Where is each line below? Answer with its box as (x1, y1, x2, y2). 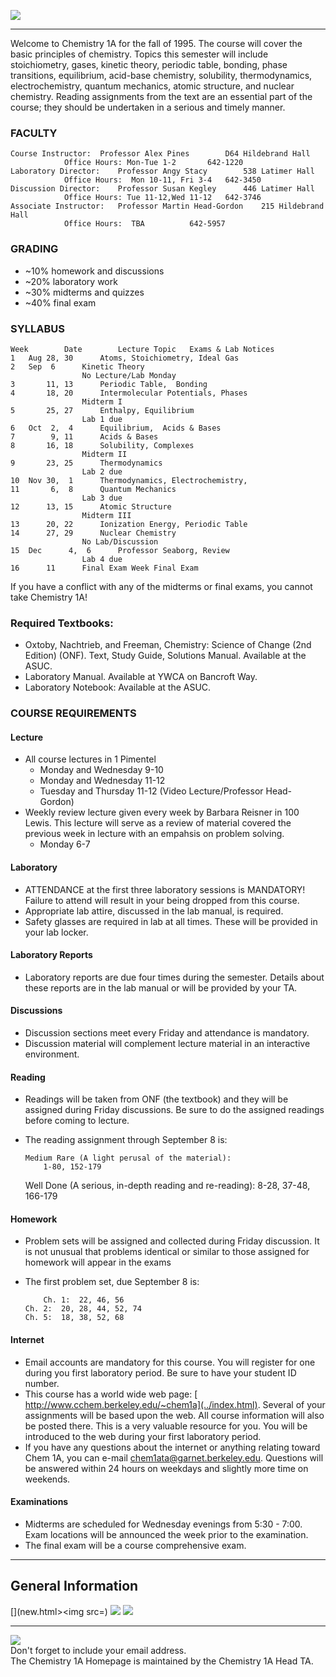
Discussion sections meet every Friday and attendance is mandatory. (24, 1026, 310, 1039)
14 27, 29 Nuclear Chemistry (10, 528, 177, 538)
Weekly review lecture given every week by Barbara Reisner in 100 (24, 806, 300, 819)
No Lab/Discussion (81, 536, 159, 547)
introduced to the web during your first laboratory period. (24, 1430, 262, 1442)
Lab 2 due (81, 466, 123, 477)
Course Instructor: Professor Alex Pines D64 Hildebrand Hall (10, 149, 311, 159)
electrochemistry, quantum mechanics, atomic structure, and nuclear (10, 80, 295, 92)
